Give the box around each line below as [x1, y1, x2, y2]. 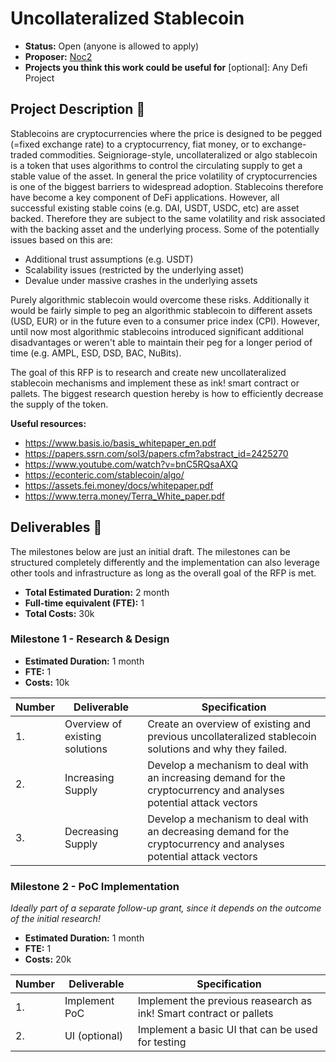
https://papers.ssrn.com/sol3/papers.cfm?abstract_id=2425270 [24, 447, 289, 459]
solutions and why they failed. [147, 742, 288, 756]
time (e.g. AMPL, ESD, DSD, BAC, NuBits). [10, 347, 182, 359]
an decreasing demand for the [147, 824, 290, 838]
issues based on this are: [10, 233, 113, 246]
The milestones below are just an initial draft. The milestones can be [10, 545, 291, 557]
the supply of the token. [10, 398, 109, 410]
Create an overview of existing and [147, 717, 312, 731]
